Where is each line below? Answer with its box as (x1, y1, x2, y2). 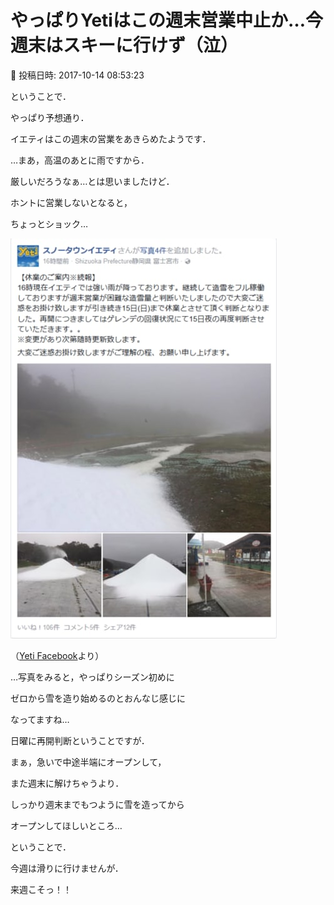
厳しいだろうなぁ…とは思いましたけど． (10, 175, 175, 187)
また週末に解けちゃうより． (10, 777, 125, 789)
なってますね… (10, 713, 70, 725)
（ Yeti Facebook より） (10, 649, 105, 661)
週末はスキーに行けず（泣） (10, 34, 239, 57)
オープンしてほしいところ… (10, 819, 123, 831)
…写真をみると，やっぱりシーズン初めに (10, 671, 175, 683)
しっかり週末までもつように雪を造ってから (10, 798, 185, 810)
